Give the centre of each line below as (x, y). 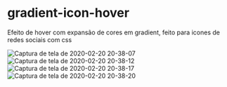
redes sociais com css (40, 39)
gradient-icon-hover (69, 13)
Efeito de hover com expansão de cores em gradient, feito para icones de (113, 32)
